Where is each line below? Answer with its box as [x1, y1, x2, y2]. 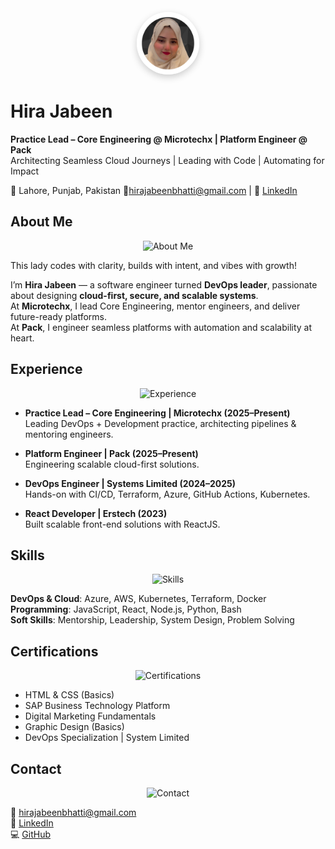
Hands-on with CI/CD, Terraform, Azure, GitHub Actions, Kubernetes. [24, 488, 311, 500]
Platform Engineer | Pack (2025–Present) [24, 447, 199, 459]
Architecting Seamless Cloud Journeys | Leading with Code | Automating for [10, 154, 325, 166]
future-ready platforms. [10, 310, 108, 322]
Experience [10, 361, 83, 378]
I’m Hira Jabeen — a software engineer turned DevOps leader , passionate [10, 278, 318, 291]
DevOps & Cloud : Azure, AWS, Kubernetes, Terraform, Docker [10, 593, 267, 605]
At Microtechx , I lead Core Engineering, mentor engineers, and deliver [10, 300, 301, 312]
